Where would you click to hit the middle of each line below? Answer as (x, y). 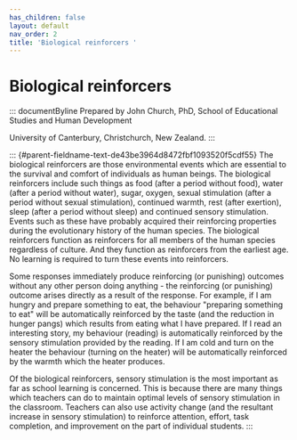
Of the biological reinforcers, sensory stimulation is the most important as (144, 379)
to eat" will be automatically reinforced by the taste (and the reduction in (142, 314)
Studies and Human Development (71, 120)
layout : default (39, 26)
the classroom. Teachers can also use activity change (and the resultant (141, 407)
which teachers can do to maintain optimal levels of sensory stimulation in (144, 398)
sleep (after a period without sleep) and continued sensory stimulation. (139, 212)
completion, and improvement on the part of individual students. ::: (131, 426)
